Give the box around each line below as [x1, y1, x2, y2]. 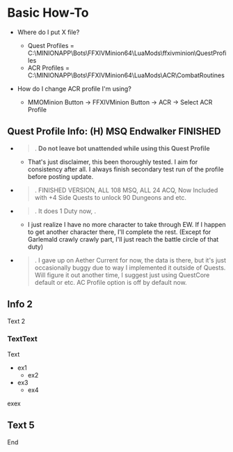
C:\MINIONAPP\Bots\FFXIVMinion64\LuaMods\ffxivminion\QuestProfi [27, 49, 227, 57]
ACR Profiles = [27, 63, 70, 72]
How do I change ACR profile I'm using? [17, 84, 132, 93]
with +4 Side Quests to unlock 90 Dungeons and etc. [34, 193, 186, 201]
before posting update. [27, 172, 94, 180]
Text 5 [7, 419, 35, 431]
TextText [7, 334, 38, 344]
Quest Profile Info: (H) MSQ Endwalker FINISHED [7, 125, 221, 137]
